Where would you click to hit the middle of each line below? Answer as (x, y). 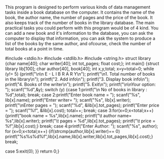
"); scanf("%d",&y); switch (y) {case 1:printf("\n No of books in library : (76, 90)
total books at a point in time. (34, 49)
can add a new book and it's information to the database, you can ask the (79, 33)
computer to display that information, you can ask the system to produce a (80, 38)
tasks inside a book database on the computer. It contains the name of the (80, 12)
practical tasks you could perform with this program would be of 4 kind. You (82, 28)
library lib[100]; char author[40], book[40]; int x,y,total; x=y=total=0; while (80, 69)
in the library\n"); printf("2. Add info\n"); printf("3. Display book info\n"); (78, 79)
